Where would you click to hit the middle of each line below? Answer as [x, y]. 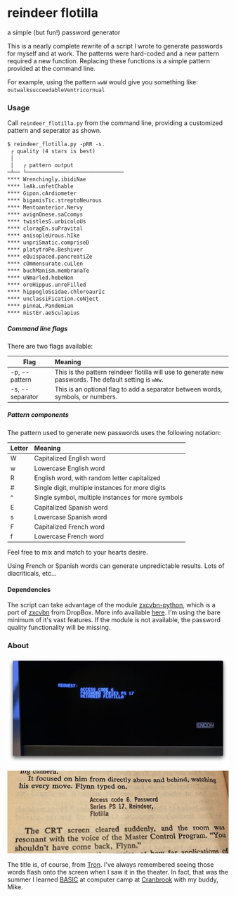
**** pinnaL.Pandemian [40, 306]
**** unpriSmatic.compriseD [48, 243]
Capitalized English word [70, 458]
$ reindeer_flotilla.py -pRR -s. [56, 144]
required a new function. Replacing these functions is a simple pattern [109, 60]
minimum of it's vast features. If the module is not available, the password [114, 620]
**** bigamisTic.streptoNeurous [54, 201]
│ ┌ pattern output [42, 166]
